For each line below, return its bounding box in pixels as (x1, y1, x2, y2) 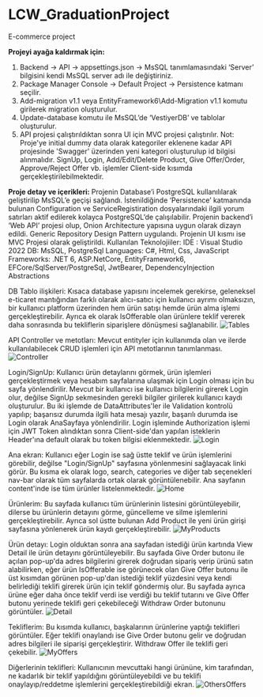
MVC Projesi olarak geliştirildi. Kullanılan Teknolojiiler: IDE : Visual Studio (8, 237, 243, 247)
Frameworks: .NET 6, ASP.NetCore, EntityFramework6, (8, 254, 186, 263)
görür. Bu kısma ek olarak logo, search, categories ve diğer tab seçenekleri (8, 467, 253, 476)
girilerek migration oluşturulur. (19, 104, 118, 114)
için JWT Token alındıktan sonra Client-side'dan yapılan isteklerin (8, 426, 221, 436)
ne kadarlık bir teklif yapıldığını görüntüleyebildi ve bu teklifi (8, 671, 201, 680)
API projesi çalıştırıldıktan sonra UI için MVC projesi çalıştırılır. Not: (19, 129, 235, 139)
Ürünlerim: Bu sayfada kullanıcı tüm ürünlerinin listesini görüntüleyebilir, (8, 498, 241, 508)
